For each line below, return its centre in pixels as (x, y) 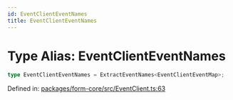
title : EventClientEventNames (52, 21)
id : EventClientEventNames (47, 14)
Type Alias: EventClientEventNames (116, 56)
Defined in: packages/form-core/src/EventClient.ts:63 (87, 89)
